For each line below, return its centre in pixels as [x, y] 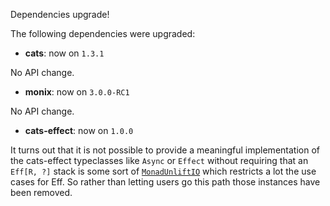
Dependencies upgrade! [60, 14]
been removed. [41, 192]
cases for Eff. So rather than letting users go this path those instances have [165, 182]
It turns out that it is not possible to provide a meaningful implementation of [165, 150]
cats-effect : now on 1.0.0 [79, 130]
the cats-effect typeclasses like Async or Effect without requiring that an [159, 160]
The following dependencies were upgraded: [103, 33]
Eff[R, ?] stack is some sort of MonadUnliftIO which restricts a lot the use [163, 171]
